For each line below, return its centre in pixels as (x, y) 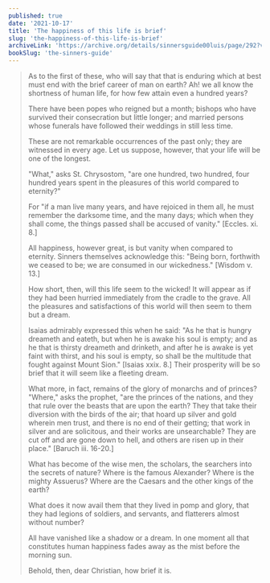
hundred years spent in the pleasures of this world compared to (133, 183)
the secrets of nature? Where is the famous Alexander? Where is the (141, 472)
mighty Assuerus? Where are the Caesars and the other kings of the (141, 481)
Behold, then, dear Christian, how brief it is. (100, 571)
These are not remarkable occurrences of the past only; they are (135, 141)
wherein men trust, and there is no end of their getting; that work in (139, 423)
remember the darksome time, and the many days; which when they (141, 215)
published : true (35, 16)
